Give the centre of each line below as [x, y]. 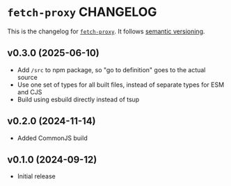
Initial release [36, 176]
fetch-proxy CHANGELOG [82, 12]
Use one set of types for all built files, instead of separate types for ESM [121, 85]
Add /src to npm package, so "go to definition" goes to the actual [111, 69]
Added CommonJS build [53, 138]
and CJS [30, 92]
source [27, 77]
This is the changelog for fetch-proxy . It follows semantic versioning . [106, 31]
